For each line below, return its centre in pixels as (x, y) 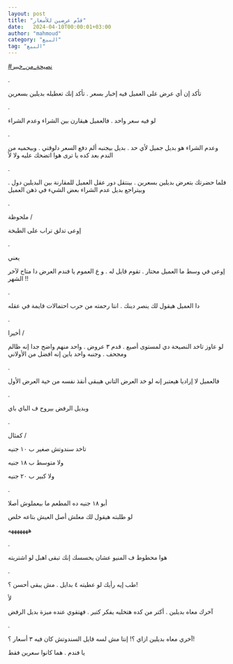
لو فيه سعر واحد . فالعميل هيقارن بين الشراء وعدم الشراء (82, 120)
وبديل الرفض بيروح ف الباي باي (48, 408)
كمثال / (17, 435)
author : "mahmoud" (35, 33)
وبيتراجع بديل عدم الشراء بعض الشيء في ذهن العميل (77, 189)
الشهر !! (18, 278)
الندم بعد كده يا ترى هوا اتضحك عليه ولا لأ (61, 155)
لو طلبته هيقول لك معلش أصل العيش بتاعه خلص (70, 517)
